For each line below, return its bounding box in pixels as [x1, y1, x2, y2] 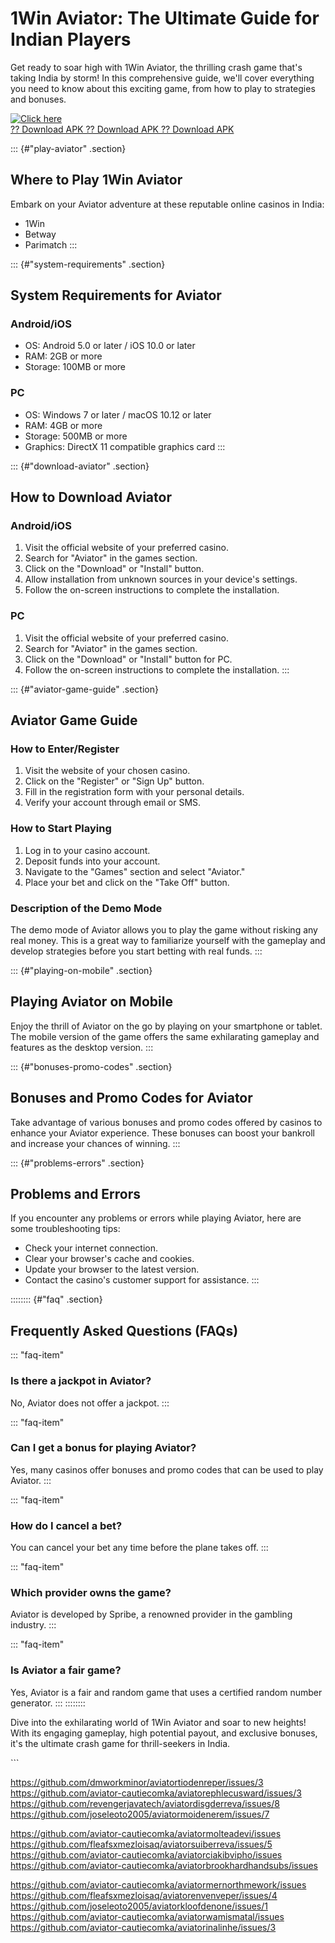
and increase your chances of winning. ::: [10, 1137, 181, 1149]
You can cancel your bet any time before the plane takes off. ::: [10, 1542, 269, 1554]
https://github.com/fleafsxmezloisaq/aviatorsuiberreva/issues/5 [10, 1838, 273, 1850]
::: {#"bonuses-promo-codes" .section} [10, 1060, 173, 1072]
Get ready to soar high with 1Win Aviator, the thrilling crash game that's [10, 61, 303, 73]
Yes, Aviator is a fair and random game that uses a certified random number [10, 1686, 323, 1698]
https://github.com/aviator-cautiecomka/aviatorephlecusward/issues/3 [10, 1787, 302, 1799]
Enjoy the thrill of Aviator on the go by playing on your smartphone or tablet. [10, 1020, 323, 1032]
